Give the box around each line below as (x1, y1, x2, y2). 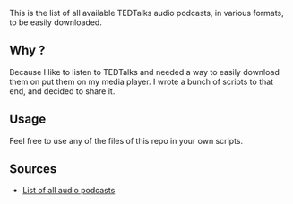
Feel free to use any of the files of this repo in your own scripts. (9, 135, 244, 146)
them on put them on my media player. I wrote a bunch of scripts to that (9, 76, 274, 87)
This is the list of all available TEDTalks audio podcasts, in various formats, (9, 8, 284, 18)
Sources (9, 161, 57, 177)
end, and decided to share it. (9, 85, 116, 97)
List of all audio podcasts (22, 185, 116, 196)
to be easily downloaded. (9, 17, 103, 28)
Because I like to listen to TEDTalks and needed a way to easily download (9, 66, 280, 77)
